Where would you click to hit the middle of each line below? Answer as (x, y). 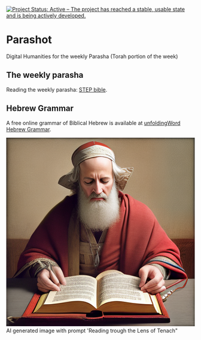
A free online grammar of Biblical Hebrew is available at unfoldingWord (93, 123)
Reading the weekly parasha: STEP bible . (57, 89)
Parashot (29, 40)
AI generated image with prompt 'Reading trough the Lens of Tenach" (92, 330)
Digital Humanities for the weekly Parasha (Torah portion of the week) (92, 56)
